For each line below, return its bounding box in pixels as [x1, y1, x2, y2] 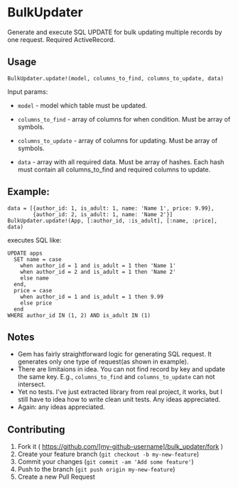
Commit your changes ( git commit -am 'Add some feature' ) [17, 457, 194, 466]
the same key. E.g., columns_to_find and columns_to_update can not [17, 373, 215, 381]
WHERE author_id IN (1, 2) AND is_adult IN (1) [7, 312, 151, 319]
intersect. [17, 380, 46, 388]
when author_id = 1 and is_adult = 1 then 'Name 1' [20, 262, 176, 269]
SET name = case [13, 255, 62, 263]
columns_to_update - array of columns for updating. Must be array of [17, 136, 218, 144]
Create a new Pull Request [17, 472, 96, 481]
